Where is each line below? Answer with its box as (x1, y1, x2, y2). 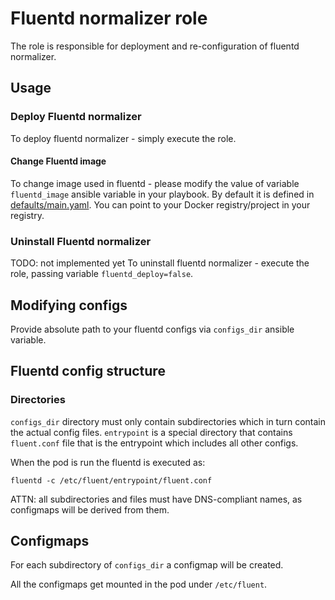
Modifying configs (10, 297, 128, 314)
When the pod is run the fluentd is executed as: (10, 456, 206, 468)
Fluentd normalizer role (10, 7, 208, 30)
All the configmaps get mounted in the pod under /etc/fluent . (10, 578, 268, 591)
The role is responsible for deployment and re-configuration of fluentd (10, 40, 300, 52)
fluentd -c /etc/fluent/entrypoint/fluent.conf (10, 475, 213, 486)
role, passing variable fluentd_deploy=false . (10, 268, 194, 280)
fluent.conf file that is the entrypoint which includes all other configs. (10, 437, 299, 449)
